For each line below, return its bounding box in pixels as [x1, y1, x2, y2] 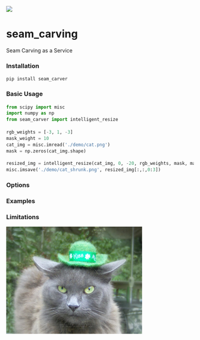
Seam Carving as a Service [6, 46, 73, 54]
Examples [6, 197, 36, 205]
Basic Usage [6, 90, 43, 98]
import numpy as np [6, 110, 55, 116]
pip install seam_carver [6, 76, 68, 82]
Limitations [6, 213, 40, 221]
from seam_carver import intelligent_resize [6, 117, 118, 123]
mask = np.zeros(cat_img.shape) [6, 148, 86, 154]
